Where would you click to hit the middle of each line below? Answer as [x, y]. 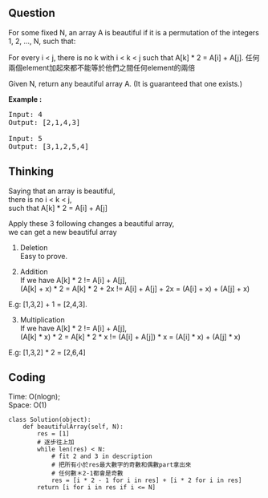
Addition [34, 271]
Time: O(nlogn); [34, 397]
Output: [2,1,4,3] [45, 122]
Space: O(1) [28, 405]
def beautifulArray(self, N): [73, 427]
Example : [25, 99]
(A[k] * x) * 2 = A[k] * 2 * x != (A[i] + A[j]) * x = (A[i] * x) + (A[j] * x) [130, 337]
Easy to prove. [44, 256]
